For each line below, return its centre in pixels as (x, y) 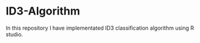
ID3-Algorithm (43, 11)
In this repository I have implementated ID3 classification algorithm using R (100, 28)
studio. (14, 34)
